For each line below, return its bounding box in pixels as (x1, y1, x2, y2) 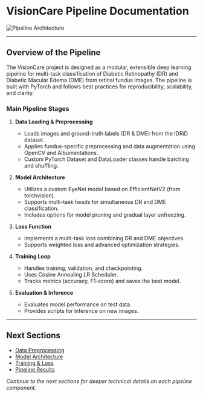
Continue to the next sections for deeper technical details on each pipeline (6, 377, 192, 385)
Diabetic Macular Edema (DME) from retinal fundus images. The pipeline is (6, 76, 192, 84)
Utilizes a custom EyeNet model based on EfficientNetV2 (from (24, 186, 181, 193)
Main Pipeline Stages (6, 104, 69, 113)
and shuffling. (24, 162, 59, 169)
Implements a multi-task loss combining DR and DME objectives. (24, 235, 185, 242)
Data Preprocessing (14, 346, 65, 353)
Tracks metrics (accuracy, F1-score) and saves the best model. (24, 277, 181, 285)
